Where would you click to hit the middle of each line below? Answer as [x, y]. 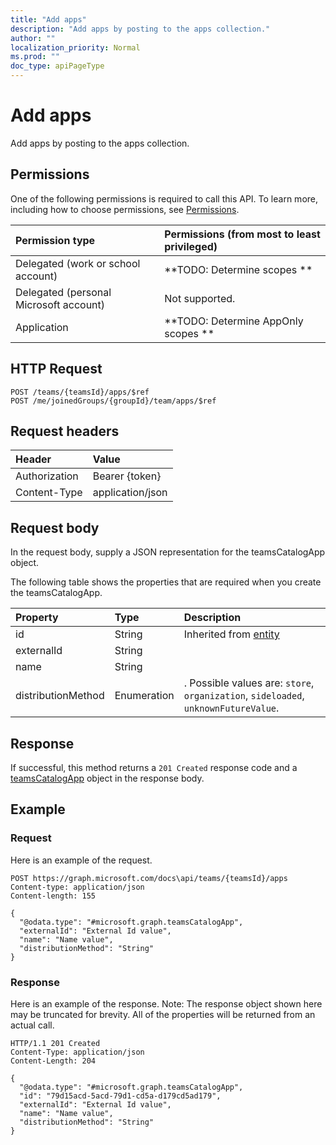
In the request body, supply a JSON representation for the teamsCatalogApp [168, 552]
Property [37, 618]
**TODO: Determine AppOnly [234, 321]
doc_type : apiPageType [57, 66]
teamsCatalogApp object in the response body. [107, 778]
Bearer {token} [127, 476]
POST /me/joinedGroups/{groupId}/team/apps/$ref [113, 401]
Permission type [55, 240]
